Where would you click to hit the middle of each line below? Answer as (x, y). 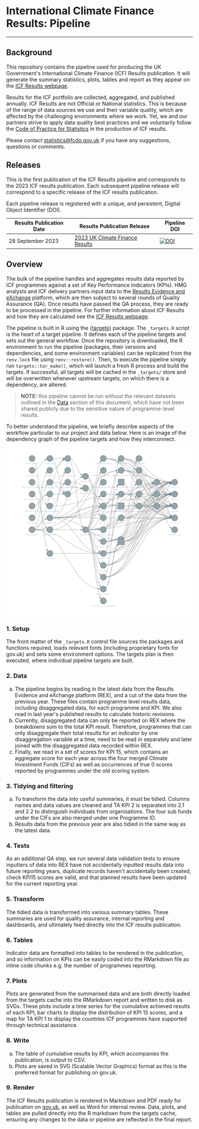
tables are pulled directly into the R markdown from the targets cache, (92, 1113)
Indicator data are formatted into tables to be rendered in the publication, (95, 952)
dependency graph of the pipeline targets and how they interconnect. (91, 439)
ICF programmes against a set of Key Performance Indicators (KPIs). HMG (97, 285)
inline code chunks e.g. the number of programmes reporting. (81, 965)
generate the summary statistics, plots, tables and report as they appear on (98, 79)
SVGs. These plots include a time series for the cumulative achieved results (98, 1006)
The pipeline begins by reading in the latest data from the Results (94, 689)
